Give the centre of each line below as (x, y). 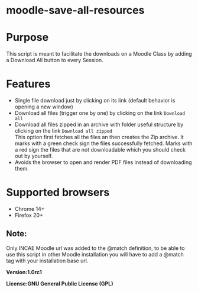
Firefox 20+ (29, 215)
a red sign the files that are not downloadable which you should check (100, 150)
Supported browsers (58, 192)
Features (28, 84)
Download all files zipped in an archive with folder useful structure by (99, 124)
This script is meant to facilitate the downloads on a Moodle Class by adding (99, 54)
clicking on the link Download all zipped (63, 131)
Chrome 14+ (30, 209)
